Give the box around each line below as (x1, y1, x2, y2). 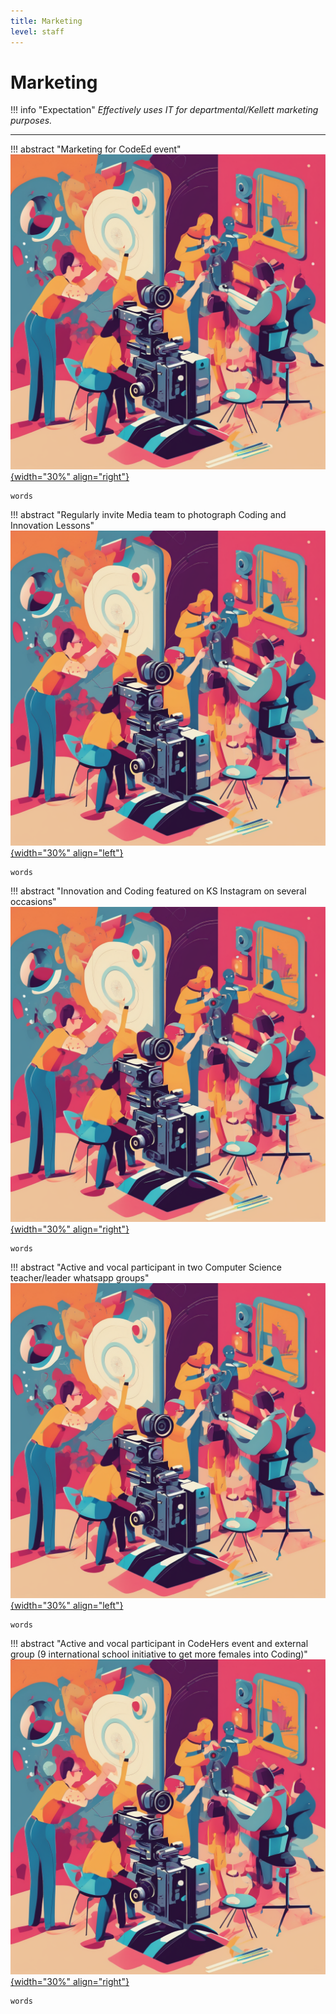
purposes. (10, 115, 53, 127)
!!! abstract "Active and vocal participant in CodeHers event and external (10, 1638, 309, 1650)
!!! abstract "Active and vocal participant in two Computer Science (10, 1261, 282, 1274)
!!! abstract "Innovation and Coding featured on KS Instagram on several (10, 885, 307, 897)
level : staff (10, 26, 65, 37)
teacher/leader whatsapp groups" (10, 1272, 150, 1284)
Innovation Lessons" (10, 520, 95, 532)
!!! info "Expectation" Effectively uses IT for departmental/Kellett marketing (10, 104, 319, 116)
